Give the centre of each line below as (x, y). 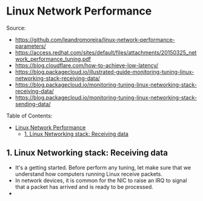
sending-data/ (33, 104)
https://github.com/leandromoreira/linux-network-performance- (95, 39)
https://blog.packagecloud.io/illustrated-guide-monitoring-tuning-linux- (105, 71)
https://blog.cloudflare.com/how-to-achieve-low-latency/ (87, 65)
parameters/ (31, 46)
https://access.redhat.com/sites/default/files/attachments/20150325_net (106, 52)
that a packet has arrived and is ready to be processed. (84, 186)
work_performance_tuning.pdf (53, 59)
